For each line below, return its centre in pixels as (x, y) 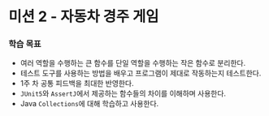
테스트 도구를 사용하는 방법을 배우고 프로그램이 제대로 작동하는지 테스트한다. (141, 73)
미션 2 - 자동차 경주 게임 (84, 17)
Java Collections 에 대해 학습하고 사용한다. (89, 104)
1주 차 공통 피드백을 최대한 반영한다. (77, 84)
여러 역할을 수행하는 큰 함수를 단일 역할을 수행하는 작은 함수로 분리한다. (133, 63)
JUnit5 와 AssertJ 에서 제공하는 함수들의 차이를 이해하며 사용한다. (123, 93)
